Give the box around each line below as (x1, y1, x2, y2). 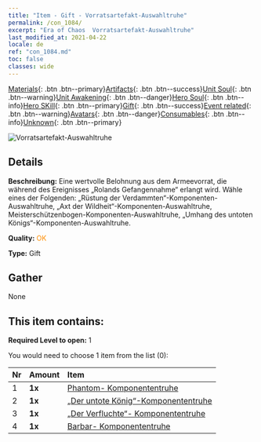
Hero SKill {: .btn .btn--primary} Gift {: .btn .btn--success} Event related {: (23, 100, 252, 110)
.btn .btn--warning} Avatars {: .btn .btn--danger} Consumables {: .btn (8, 109, 225, 119)
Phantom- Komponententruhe (67, 382, 179, 393)
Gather (8, 271, 43, 284)
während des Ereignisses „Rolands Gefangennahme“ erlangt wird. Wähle (8, 184, 243, 194)
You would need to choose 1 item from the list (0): (8, 351, 169, 360)
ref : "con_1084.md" (8, 48, 72, 56)
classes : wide (8, 63, 55, 71)
